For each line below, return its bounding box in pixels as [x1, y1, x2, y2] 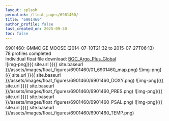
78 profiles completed [5, 50, 51, 56]
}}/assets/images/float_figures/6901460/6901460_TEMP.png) [5, 110, 134, 116]
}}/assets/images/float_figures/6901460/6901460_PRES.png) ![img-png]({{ [5, 88, 163, 94]
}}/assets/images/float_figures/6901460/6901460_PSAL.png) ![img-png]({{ [5, 99, 163, 105]
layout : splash [5, 7, 38, 13]
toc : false [5, 31, 29, 36]
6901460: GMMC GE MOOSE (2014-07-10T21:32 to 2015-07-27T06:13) [5, 45, 154, 51]
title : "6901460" [5, 17, 42, 22]
